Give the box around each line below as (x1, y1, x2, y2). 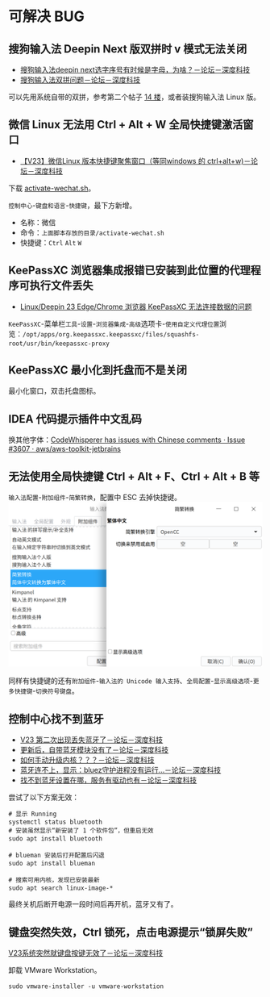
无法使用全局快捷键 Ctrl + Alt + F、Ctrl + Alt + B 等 (8, 469, 260, 483)
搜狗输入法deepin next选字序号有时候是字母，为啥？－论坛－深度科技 (19, 65, 251, 74)
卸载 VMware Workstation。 (8, 965, 102, 974)
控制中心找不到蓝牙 (8, 711, 104, 726)
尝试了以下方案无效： (8, 792, 79, 803)
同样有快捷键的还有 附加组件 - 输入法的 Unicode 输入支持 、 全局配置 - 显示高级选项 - (8, 676, 254, 686)
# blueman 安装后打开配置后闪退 (8, 852, 105, 860)
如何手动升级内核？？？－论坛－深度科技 (19, 755, 155, 765)
